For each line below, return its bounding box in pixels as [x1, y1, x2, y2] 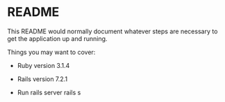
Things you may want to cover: [7, 48, 96, 56]
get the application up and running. [7, 34, 108, 42]
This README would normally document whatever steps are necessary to [7, 27, 218, 35]
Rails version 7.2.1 [17, 74, 68, 83]
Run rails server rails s [17, 88, 81, 96]
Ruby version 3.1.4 [17, 61, 70, 69]
